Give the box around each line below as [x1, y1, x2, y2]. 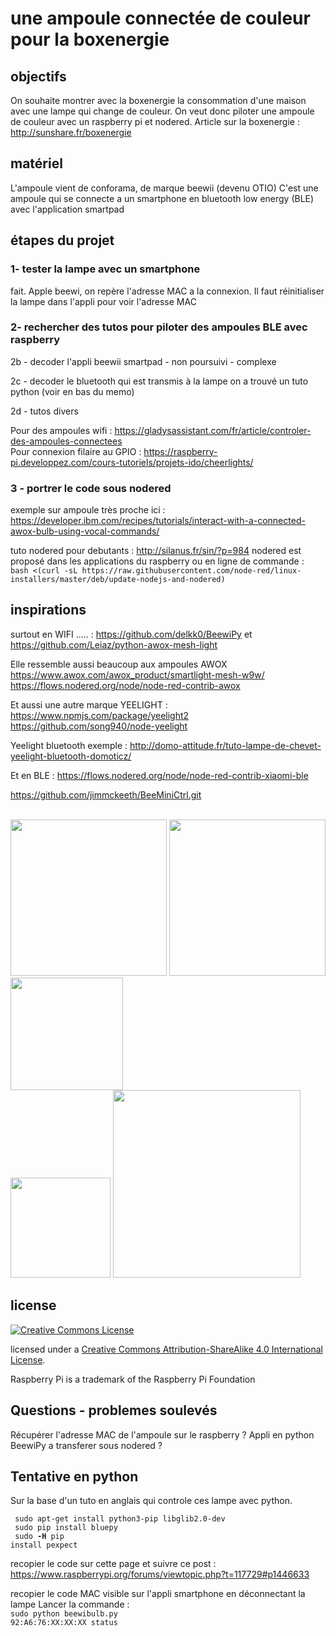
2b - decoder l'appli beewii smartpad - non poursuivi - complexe [10, 355, 277, 367]
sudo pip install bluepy [14, 1523, 118, 1533]
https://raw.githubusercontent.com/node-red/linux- [81, 566, 302, 576]
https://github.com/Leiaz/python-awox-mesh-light [10, 638, 218, 651]
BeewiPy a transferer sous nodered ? [10, 1439, 163, 1451]
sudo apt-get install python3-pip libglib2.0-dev [14, 1514, 226, 1524]
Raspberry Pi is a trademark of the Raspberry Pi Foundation [10, 1373, 256, 1385]
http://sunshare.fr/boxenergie [10, 127, 132, 138]
